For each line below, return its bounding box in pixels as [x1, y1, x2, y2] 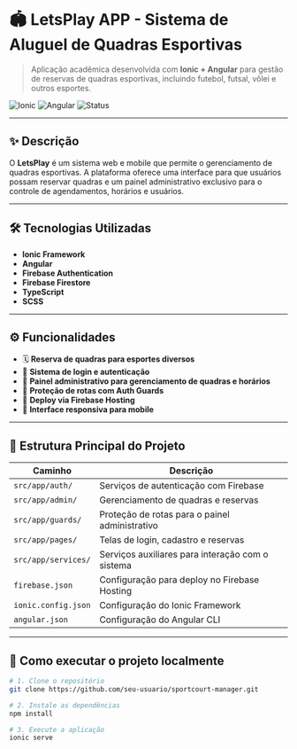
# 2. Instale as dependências [9, 700, 121, 710]
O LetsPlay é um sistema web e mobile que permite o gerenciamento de [9, 157, 272, 168]
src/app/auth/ [13, 480, 73, 491]
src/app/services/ [13, 555, 91, 566]
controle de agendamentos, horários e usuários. [9, 185, 184, 196]
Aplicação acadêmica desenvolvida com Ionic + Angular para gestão [30, 64, 284, 74]
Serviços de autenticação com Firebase [99, 480, 264, 492]
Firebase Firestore [21, 277, 91, 287]
